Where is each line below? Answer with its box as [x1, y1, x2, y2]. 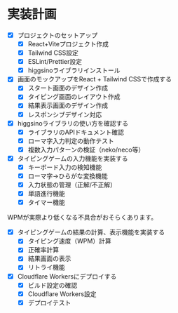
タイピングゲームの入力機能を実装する [17, 154, 128, 162]
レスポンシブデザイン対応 [27, 110, 102, 119]
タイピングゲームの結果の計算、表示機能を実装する [17, 228, 165, 237]
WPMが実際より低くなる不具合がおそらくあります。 [7, 213, 158, 222]
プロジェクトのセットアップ [17, 31, 98, 39]
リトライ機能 [27, 263, 65, 272]
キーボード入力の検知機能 [27, 163, 102, 171]
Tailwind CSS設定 [27, 48, 79, 57]
